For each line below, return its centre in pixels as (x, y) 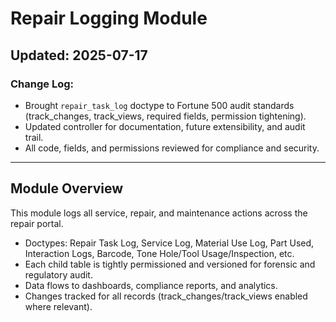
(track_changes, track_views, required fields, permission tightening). (165, 116)
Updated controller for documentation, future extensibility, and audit (165, 126)
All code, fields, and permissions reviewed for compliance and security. (172, 148)
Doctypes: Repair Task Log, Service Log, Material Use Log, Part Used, (169, 243)
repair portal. (37, 223)
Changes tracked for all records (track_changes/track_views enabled (166, 296)
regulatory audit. (58, 274)
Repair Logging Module (109, 18)
